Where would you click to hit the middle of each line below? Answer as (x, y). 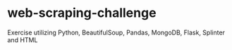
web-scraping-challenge (82, 13)
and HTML (23, 39)
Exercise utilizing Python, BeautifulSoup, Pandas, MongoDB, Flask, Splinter (116, 32)
